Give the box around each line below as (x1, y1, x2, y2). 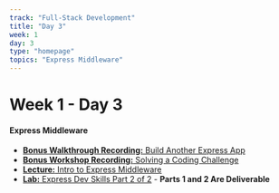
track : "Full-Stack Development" (9, 13, 136, 23)
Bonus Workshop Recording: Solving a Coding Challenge (22, 155, 239, 166)
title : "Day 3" (9, 22, 67, 31)
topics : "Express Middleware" (9, 55, 124, 64)
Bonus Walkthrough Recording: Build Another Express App (22, 145, 246, 156)
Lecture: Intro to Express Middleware (22, 164, 162, 175)
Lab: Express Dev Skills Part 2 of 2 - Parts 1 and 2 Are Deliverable (22, 174, 270, 185)
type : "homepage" (9, 47, 75, 56)
